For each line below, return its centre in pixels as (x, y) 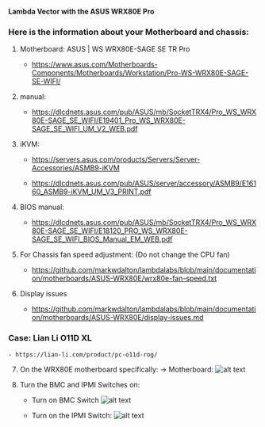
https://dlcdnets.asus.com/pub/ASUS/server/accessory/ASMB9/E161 (144, 183)
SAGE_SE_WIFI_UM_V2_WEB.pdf (84, 129)
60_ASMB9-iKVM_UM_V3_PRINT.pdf (92, 192)
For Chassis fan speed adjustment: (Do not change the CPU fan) (125, 255)
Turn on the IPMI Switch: (72, 415)
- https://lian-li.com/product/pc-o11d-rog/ (83, 355)
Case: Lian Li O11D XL (50, 338)
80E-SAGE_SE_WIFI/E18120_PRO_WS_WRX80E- (109, 231)
